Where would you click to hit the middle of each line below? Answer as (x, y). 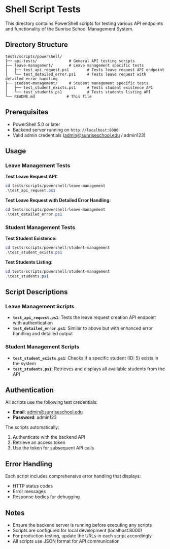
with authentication (33, 323)
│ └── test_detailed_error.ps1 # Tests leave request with (76, 74)
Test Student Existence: (31, 238)
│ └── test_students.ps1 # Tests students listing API (78, 92)
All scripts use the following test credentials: (52, 402)
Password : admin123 (35, 417)
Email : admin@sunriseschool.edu (47, 412)
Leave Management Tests (38, 165)
